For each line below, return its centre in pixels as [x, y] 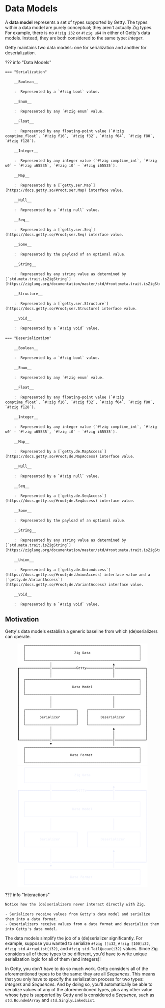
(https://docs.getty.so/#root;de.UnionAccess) [54, 575]
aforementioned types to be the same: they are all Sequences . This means [80, 974]
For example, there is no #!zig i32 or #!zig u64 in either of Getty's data [78, 33]
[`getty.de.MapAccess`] [82, 452]
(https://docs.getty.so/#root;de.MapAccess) [51, 456]
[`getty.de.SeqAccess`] [82, 496]
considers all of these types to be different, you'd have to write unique [76, 954]
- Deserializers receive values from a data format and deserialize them [82, 924]
